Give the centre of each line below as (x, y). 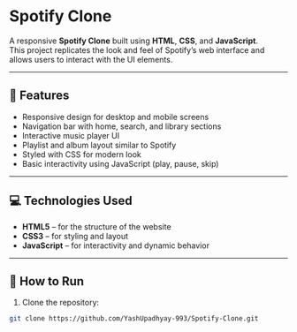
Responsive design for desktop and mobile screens (115, 117)
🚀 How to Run (47, 281)
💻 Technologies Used (71, 201)
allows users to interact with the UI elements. (91, 59)
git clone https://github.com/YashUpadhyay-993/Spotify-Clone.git (134, 319)
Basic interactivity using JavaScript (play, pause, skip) (120, 163)
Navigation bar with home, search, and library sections (122, 126)
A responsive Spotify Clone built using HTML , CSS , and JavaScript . (134, 41)
